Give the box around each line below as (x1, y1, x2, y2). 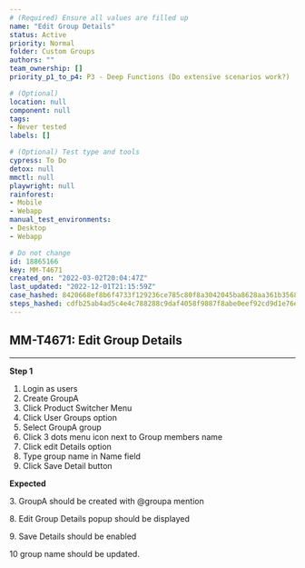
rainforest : (9, 190, 54, 199)
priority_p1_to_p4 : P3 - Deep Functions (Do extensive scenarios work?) (9, 73, 290, 82)
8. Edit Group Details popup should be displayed (9, 513, 191, 523)
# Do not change (9, 248, 71, 257)
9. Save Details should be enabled (9, 531, 137, 542)
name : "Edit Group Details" (9, 22, 116, 31)
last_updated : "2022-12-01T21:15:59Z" (9, 283, 156, 292)
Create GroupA (22, 393, 79, 404)
